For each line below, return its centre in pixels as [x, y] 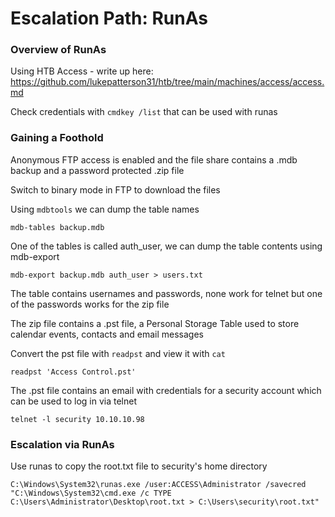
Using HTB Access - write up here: [82, 71]
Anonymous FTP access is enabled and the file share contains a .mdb [154, 159]
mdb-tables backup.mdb [57, 227]
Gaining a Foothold [57, 138]
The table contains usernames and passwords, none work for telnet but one [166, 293]
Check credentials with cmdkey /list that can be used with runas [144, 112]
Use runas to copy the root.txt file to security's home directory [139, 466]
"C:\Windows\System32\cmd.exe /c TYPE [91, 493]
